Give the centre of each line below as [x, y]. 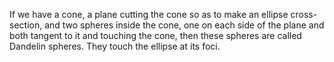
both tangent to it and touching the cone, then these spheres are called [155, 35]
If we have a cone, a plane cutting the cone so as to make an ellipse [149, 14]
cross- [304, 14]
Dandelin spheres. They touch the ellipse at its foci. [115, 46]
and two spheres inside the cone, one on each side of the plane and [184, 25]
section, [26, 25]
